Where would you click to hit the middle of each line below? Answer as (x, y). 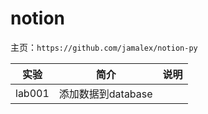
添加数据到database (105, 94)
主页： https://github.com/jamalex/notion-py (104, 47)
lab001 (32, 93)
